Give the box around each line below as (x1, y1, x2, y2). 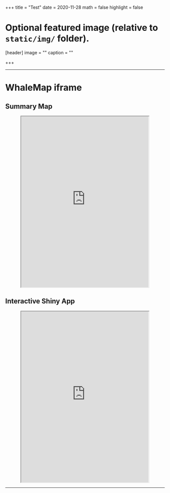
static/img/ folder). (5, 33, 90, 45)
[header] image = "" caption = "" (5, 49, 73, 55)
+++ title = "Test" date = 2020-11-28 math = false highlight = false (5, 5, 143, 10)
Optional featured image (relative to (5, 22, 158, 33)
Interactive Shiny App (5, 297, 75, 306)
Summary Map (5, 102, 53, 110)
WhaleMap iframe (5, 82, 82, 93)
